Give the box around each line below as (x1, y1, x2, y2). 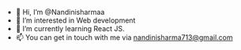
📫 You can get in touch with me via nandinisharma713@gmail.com (15, 33, 233, 42)
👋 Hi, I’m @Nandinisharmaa (15, 8, 105, 16)
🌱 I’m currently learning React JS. (15, 24, 125, 33)
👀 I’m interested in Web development (15, 16, 136, 25)
